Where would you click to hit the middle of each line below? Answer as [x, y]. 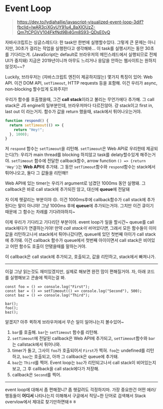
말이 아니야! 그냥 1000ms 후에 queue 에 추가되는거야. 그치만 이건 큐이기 [86, 206]
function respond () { [27, 120]
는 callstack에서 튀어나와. [37, 344]
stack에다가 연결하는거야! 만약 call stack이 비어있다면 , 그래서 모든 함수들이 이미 [81, 228]
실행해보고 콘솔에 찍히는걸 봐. [38, 278]
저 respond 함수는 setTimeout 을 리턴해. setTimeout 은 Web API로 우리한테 [75, 149]
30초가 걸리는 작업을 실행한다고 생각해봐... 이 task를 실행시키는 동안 [80, 48]
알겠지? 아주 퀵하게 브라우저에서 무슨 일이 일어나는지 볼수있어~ [65, 322]
